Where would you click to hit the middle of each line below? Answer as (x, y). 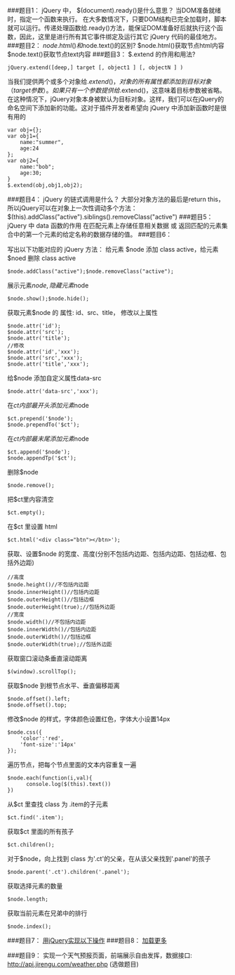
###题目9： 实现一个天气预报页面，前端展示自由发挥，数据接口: (100, 955)
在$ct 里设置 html (32, 527)
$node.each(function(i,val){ (50, 778)
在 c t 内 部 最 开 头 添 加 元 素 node (48, 405)
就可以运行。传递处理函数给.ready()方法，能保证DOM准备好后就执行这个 (112, 28)
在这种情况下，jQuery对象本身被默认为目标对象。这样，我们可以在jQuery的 (116, 99)
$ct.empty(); (26, 512)
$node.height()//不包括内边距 (48, 585)
